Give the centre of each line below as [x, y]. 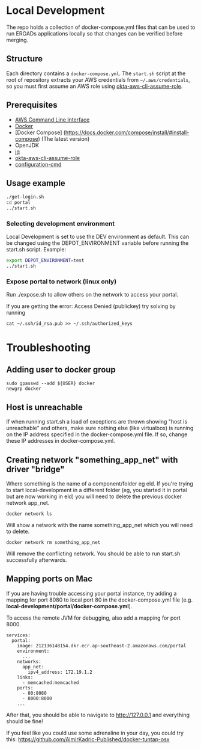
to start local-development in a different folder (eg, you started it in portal [97, 490]
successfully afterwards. [37, 559]
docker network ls [29, 514]
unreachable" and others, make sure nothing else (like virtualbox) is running [100, 428]
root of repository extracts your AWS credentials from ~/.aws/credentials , [98, 79]
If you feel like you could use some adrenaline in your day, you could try [95, 733]
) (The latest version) [64, 138]
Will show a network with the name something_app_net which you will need [100, 525]
